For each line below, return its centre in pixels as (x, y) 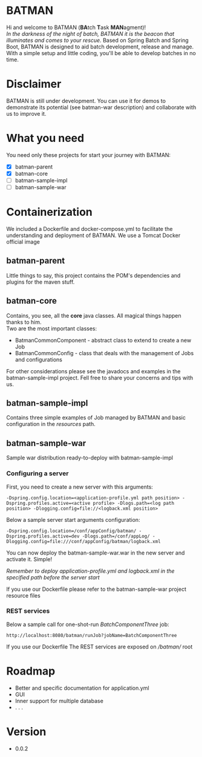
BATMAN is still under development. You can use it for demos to (86, 101)
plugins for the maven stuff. (41, 282)
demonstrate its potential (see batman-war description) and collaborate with (101, 107)
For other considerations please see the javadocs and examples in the (93, 371)
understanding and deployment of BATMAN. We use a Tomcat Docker (93, 235)
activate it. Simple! (29, 559)
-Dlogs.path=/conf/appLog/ (116, 536)
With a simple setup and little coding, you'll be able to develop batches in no (101, 53)
